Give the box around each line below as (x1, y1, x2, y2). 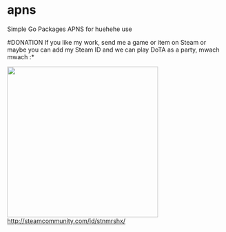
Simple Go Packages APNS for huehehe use (7, 25, 132, 33)
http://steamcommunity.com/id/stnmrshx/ (7, 216, 126, 225)
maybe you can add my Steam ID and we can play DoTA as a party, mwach (7, 45, 220, 54)
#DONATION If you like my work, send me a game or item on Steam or (7, 38, 207, 46)
